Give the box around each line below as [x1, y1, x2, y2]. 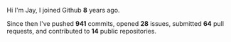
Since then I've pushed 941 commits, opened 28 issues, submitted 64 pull [6, 20, 225, 27]
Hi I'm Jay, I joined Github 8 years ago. [6, 6, 120, 14]
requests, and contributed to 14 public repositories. [6, 27, 157, 35]
